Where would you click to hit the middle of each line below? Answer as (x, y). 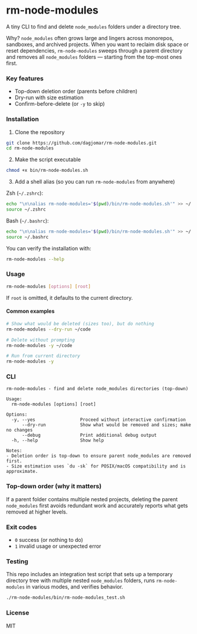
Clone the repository (40, 132)
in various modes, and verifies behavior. (75, 587)
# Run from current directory (43, 356)
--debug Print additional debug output (89, 435)
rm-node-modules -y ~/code (39, 345)
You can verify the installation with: (49, 248)
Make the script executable (48, 159)
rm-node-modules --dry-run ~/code (49, 329)
